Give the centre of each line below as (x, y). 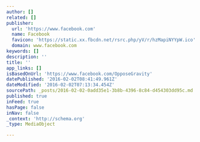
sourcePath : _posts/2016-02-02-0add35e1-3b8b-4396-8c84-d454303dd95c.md (100, 91)
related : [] (21, 18)
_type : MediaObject (31, 124)
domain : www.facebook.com (44, 46)
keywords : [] (23, 51)
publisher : (20, 23)
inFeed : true (23, 102)
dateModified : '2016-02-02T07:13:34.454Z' (60, 85)
